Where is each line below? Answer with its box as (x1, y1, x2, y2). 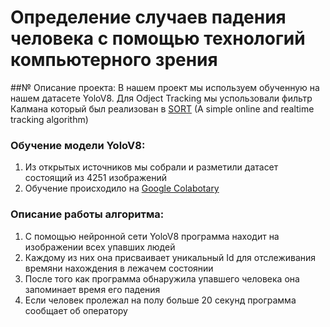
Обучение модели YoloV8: (10, 138, 146, 152)
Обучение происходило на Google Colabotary (24, 182, 220, 195)
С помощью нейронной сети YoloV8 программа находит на (24, 230, 280, 242)
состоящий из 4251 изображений (24, 172, 167, 184)
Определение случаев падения (10, 6, 287, 29)
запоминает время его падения (24, 283, 161, 295)
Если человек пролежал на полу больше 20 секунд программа (24, 294, 297, 306)
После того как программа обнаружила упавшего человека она (24, 272, 300, 285)
